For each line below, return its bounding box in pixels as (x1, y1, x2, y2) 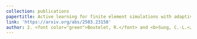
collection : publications (6, 8, 69, 14)
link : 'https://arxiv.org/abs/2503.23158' (6, 19, 111, 25)
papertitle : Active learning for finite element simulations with (6, 14, 172, 19)
